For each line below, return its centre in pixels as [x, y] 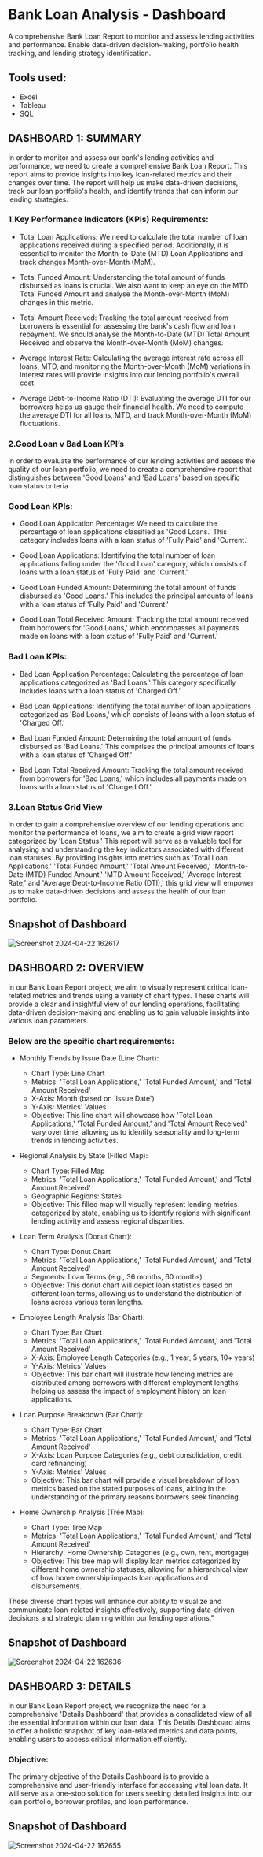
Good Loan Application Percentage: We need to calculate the [118, 524]
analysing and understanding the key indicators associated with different [126, 849]
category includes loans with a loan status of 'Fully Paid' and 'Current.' [134, 540]
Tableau [33, 105]
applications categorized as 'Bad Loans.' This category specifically [128, 682]
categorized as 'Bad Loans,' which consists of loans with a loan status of [137, 714]
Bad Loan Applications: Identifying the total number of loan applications [135, 706]
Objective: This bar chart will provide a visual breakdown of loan [135, 1480]
